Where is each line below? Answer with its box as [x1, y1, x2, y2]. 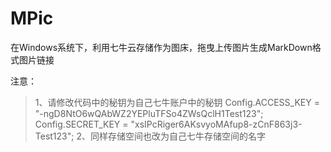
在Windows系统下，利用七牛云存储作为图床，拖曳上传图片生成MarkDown [10, 41, 313, 53]
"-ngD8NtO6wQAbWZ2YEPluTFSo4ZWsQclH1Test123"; [34, 107, 264, 119]
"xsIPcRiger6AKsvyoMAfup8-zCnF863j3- [130, 118, 303, 130]
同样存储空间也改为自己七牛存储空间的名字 [89, 130, 266, 142]
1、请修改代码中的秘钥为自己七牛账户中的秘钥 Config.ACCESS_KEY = [34, 96, 320, 108]
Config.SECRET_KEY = [34, 118, 129, 130]
